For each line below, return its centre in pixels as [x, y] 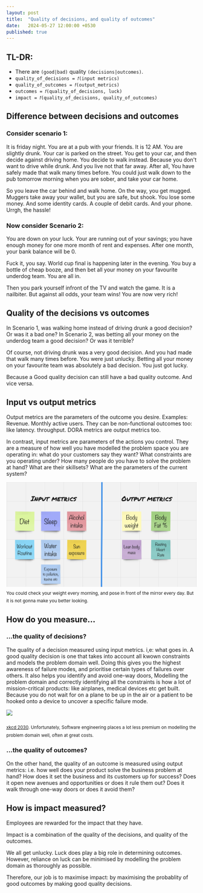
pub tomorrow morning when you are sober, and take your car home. [92, 179]
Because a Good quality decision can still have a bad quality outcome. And [99, 377]
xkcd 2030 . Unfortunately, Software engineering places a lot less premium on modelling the [101, 727]
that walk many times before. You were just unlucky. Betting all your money [100, 359]
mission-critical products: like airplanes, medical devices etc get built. [93, 688]
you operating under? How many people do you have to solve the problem [98, 461]
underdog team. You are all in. [43, 276]
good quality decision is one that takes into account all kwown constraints [98, 656]
